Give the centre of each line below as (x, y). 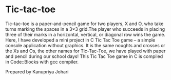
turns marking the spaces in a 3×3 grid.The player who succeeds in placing (85, 29)
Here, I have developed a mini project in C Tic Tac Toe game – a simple (80, 40)
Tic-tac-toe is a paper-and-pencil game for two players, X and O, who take (84, 24)
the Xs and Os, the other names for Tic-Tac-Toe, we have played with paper (85, 51)
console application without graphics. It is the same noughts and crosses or (85, 45)
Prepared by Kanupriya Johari (37, 72)
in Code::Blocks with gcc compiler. (42, 62)
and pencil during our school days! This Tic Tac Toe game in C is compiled (84, 56)
